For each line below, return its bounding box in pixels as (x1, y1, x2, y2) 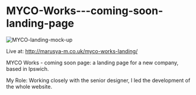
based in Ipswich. (6, 65, 49, 72)
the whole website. (6, 83, 52, 90)
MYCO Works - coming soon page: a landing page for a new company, (6, 59, 179, 66)
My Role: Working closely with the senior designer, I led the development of (6, 77, 191, 84)
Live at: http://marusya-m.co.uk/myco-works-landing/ (6, 47, 138, 54)
